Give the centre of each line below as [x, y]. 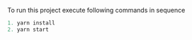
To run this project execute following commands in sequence [96, 10]
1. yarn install [31, 23]
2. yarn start [28, 29]
